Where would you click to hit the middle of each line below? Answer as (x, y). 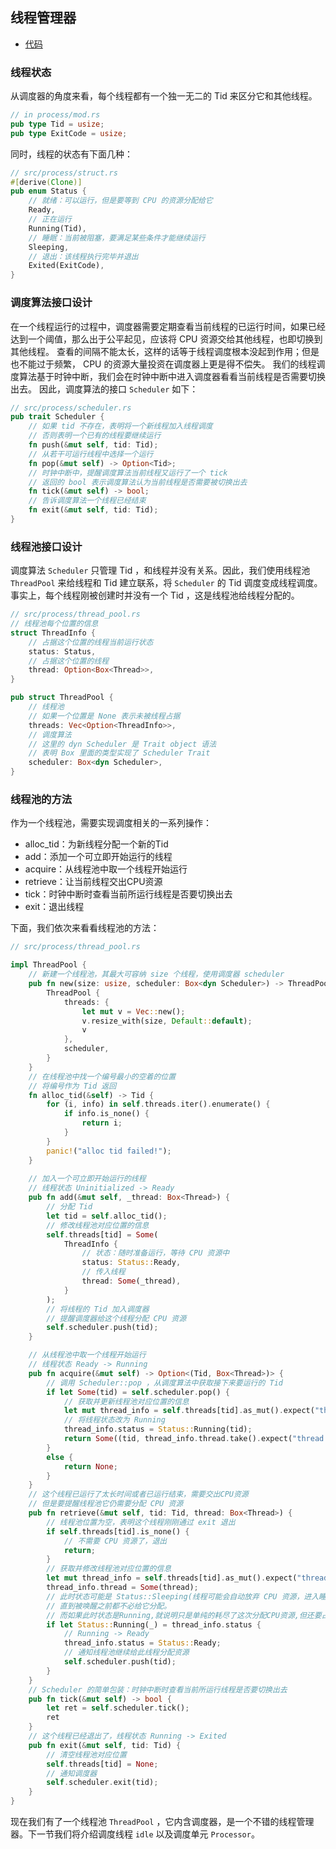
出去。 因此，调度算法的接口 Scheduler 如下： (104, 389)
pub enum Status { (48, 191)
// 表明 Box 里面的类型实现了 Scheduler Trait (119, 753)
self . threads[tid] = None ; (102, 1764)
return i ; (102, 1123)
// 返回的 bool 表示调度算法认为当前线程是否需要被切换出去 (138, 482)
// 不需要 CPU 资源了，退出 (115, 1541)
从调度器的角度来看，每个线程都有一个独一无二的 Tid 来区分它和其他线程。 (164, 96)
